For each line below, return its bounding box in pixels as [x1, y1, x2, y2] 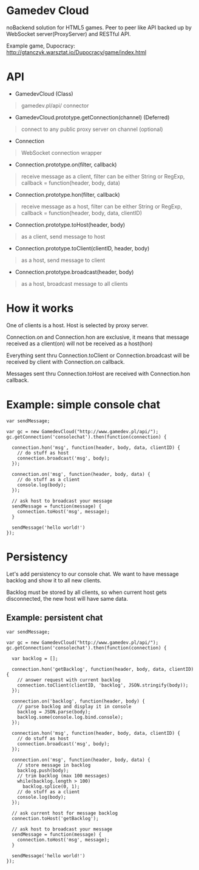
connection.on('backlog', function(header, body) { [12, 698, 146, 704]
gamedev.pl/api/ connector [21, 102, 89, 109]
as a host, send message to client [21, 256, 106, 264]
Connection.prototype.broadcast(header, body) [15, 268, 134, 275]
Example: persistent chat [6, 613, 103, 623]
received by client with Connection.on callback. [6, 358, 126, 366]
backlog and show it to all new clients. [6, 576, 102, 584]
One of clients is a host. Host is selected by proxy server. [6, 321, 149, 329]
